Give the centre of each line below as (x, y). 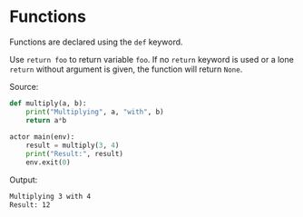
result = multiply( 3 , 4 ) (73, 146)
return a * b (46, 120)
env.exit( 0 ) (48, 163)
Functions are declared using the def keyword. (96, 42)
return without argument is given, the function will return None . (126, 69)
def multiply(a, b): (49, 103)
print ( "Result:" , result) (75, 154)
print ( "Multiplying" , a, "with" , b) (95, 112)
